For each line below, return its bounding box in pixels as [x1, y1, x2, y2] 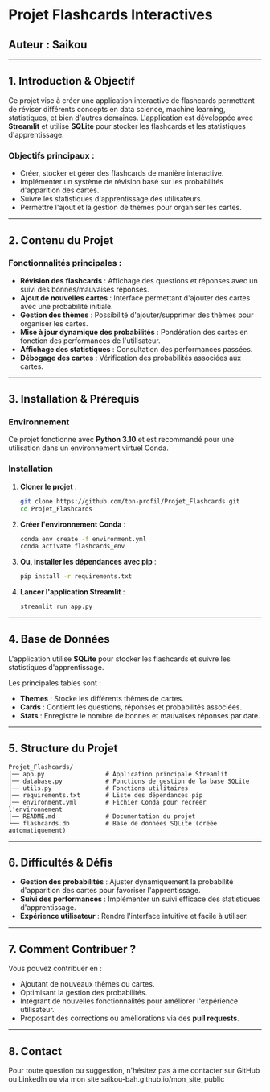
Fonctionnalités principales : [8, 258, 122, 269]
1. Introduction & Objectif [8, 74, 135, 88]
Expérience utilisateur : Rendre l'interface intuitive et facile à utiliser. [19, 912, 248, 921]
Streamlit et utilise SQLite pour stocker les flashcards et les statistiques [8, 121, 247, 130]
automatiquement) [8, 826, 67, 834]
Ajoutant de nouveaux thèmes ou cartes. [19, 979, 155, 989]
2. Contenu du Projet [8, 234, 114, 247]
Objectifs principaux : [8, 150, 95, 161]
